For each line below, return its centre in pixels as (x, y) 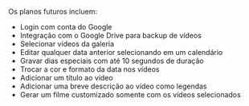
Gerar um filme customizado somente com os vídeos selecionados (130, 94)
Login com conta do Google (66, 27)
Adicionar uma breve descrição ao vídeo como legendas (113, 86)
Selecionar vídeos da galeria (67, 44)
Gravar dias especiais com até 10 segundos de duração (112, 61)
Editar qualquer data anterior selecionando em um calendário (121, 52)
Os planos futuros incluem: (53, 12)
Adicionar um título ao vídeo (67, 78)
